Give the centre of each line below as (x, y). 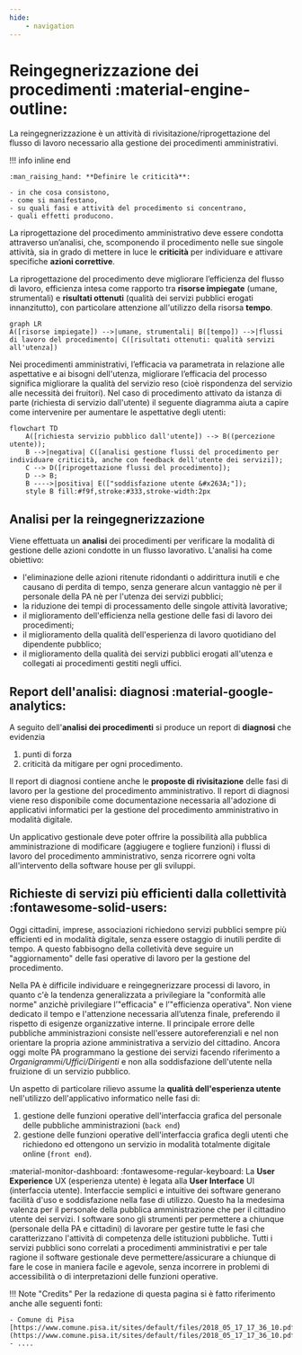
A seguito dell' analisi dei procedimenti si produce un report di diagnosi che (151, 727)
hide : (19, 18)
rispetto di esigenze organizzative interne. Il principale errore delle (132, 1023)
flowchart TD (34, 429)
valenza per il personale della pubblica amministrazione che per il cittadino (147, 1209)
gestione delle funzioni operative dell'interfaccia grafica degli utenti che (155, 1135)
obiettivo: (27, 560)
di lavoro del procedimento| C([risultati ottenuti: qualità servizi (142, 340)
